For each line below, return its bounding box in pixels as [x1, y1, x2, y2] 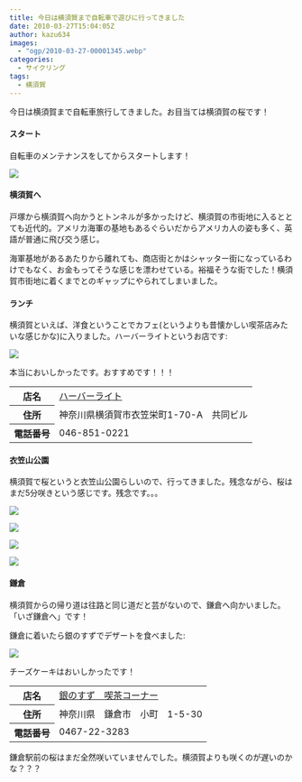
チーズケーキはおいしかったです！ [9, 666, 136, 676]
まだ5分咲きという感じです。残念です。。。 [9, 488, 163, 499]
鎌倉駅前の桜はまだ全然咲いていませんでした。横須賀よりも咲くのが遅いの [9, 751, 286, 762]
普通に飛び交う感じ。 [24, 234, 105, 244]
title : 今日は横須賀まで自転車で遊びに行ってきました [9, 13, 185, 23]
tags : [9, 72, 30, 81]
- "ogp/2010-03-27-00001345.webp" [17, 47, 147, 56]
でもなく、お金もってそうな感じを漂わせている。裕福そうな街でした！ [16, 264, 278, 275]
